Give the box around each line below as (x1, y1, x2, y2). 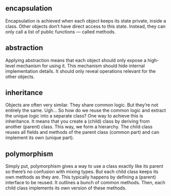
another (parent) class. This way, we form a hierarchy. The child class (5, 124, 153, 130)
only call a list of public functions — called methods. (5, 28, 116, 35)
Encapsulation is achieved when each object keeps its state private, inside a (5, 17, 166, 24)
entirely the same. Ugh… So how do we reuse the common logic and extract (5, 107, 166, 113)
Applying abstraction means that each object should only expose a (5, 57, 147, 63)
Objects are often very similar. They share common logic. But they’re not (5, 102, 158, 108)
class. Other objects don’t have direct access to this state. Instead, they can (5, 23, 166, 29)
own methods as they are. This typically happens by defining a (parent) (5, 174, 157, 180)
